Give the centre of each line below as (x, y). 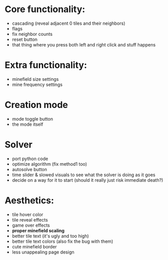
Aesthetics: (29, 200)
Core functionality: (45, 9)
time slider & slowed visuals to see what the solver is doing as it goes (83, 175)
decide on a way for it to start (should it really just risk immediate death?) (88, 180)
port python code (30, 159)
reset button (25, 39)
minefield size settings (35, 79)
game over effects (31, 225)
